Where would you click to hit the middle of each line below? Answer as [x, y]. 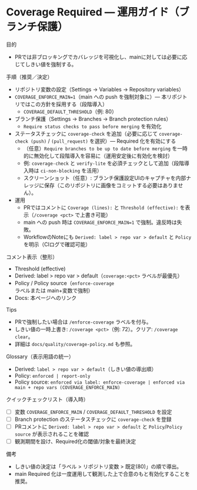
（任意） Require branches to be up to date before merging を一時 [106, 148]
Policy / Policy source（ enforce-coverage [64, 283]
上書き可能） [95, 215]
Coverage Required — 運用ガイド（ [93, 12]
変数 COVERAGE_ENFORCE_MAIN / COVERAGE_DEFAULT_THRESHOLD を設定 [93, 411]
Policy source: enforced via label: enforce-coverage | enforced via [100, 382]
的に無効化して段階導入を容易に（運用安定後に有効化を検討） [98, 156]
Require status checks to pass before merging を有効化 [92, 126]
